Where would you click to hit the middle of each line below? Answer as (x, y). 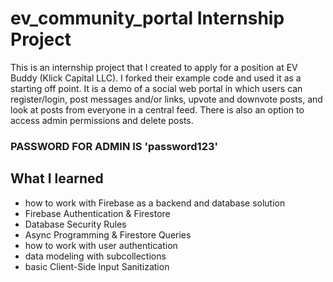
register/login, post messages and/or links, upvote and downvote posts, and (166, 99)
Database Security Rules (75, 224)
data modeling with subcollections (95, 256)
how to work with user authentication (101, 245)
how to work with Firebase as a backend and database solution (155, 203)
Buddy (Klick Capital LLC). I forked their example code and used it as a (156, 78)
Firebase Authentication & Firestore (97, 213)
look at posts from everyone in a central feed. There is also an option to (157, 109)
